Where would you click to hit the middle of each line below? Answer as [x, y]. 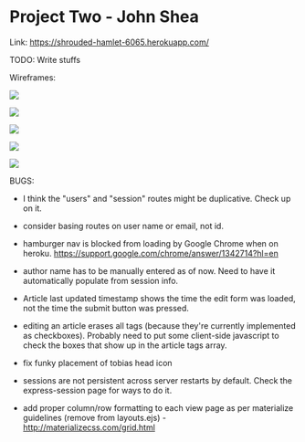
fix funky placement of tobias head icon [97, 363]
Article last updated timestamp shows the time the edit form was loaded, [159, 298]
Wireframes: [33, 77]
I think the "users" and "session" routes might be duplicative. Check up [157, 198]
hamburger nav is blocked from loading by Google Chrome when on [150, 243]
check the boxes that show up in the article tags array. [125, 345]
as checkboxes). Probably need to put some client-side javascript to [151, 335]
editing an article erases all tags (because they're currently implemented [159, 325]
